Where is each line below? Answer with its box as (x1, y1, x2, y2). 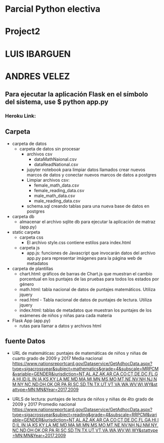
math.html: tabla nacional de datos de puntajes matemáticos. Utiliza (19, 286, 156, 292)
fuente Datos (5, 337, 45, 345)
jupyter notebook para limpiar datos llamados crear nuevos (26, 167, 145, 172)
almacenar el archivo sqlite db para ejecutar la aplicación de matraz (19, 219, 156, 224)
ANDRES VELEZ (5, 71, 70, 82)
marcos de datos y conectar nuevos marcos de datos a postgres (26, 172, 157, 177)
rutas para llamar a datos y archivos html (19, 322, 102, 329)
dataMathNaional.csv (34, 156, 77, 162)
